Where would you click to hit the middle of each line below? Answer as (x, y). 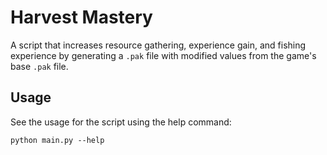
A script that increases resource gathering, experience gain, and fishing (158, 45)
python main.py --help (57, 140)
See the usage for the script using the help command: (121, 122)
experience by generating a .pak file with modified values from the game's (163, 55)
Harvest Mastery (81, 17)
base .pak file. (39, 66)
